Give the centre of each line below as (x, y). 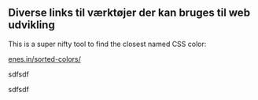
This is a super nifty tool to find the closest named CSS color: (107, 44)
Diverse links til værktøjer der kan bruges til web (129, 13)
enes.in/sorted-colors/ (44, 59)
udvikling (31, 25)
